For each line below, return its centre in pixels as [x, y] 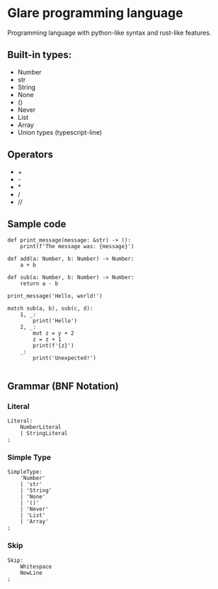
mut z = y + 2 [53, 333]
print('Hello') [55, 321]
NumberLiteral [41, 427]
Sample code [37, 224]
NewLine [31, 573]
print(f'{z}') [53, 346]
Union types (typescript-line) [60, 132]
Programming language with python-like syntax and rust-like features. [109, 33]
